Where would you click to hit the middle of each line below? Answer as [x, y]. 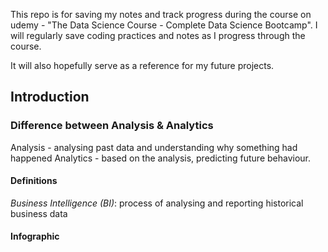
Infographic [35, 236]
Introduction [50, 97]
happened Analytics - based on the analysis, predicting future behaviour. [161, 158]
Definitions [34, 181]
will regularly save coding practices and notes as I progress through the [158, 35]
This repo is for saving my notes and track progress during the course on [161, 14]
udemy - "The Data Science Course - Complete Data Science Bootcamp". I [164, 25]
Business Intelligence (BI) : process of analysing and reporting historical [157, 203]
